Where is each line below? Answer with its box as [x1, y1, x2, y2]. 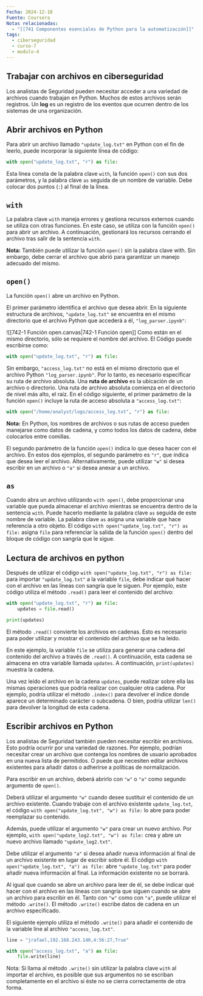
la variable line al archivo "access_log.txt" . [6, 925, 115, 933]
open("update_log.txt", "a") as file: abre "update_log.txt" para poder [6, 862, 191, 870]
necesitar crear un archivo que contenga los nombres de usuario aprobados [6, 750, 197, 757]
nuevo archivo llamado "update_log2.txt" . [6, 837, 112, 845]
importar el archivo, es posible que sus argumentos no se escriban [6, 971, 173, 978]
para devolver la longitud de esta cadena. [6, 703, 111, 711]
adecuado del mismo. [6, 260, 61, 267]
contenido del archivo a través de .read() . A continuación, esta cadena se [6, 652, 193, 660]
